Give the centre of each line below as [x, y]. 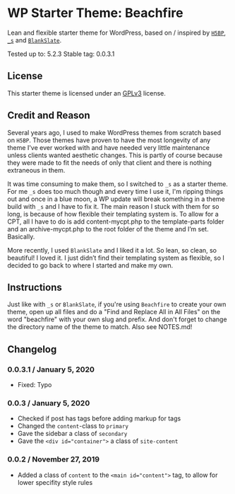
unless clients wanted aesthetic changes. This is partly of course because [115, 155]
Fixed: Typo [35, 385]
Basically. [21, 236]
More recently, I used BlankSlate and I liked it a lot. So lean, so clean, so [112, 250]
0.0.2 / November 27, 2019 [54, 459]
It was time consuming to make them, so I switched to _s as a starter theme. [117, 184]
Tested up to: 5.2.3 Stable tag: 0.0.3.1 [61, 54]
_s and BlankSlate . [35, 40]
